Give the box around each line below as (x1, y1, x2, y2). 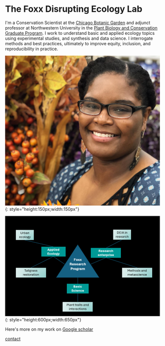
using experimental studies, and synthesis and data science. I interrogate (5, 35, 153, 41)
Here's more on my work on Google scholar (5, 326, 93, 332)
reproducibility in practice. (5, 46, 58, 52)
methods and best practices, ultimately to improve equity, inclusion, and (5, 40, 151, 46)
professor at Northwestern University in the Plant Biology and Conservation (5, 25, 158, 30)
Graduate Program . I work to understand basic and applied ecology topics (5, 30, 155, 36)
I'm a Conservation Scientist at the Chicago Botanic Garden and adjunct (5, 20, 151, 26)
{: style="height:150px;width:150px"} (5, 206, 80, 212)
